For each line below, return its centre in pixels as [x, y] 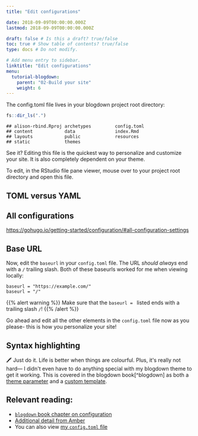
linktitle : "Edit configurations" [49, 66]
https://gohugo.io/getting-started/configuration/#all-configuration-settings [98, 230]
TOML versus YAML [44, 195]
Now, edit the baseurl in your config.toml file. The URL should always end [97, 263]
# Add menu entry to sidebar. [44, 61]
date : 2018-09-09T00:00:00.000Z [46, 22]
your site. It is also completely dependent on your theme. [76, 159]
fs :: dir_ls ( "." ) [26, 116]
